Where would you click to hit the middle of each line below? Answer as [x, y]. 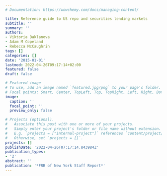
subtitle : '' [19, 23]
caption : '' [22, 101]
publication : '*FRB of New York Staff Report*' [55, 166]
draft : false [19, 74]
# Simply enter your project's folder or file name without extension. [83, 129]
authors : [14, 33]
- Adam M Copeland [24, 42]
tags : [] [14, 51]
